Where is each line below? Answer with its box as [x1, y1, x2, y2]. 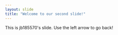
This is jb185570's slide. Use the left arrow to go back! [5, 24, 113, 30]
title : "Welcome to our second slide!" [5, 12, 86, 16]
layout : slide [5, 7, 34, 12]
